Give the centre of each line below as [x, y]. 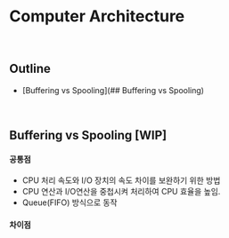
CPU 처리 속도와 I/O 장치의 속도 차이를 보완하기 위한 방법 [121, 180]
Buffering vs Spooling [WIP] [88, 135]
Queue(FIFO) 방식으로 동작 [70, 202]
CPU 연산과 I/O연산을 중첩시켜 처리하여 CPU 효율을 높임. [121, 192]
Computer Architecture [97, 16]
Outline [30, 69]
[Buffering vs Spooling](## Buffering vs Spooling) [113, 90]
